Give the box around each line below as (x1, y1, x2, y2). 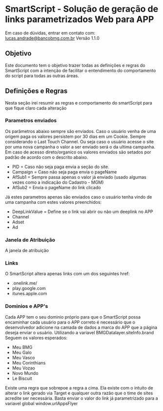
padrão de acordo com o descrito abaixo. (5, 154, 88, 160)
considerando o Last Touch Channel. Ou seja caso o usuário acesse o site (5, 138, 154, 145)
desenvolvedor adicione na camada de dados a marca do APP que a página (5, 324, 158, 330)
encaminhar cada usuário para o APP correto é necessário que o (5, 319, 136, 325)
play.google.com (12, 285, 46, 291)
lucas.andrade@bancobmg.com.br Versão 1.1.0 (5, 35, 100, 41)
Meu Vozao (12, 365, 35, 371)
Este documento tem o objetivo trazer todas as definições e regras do (5, 62, 145, 68)
